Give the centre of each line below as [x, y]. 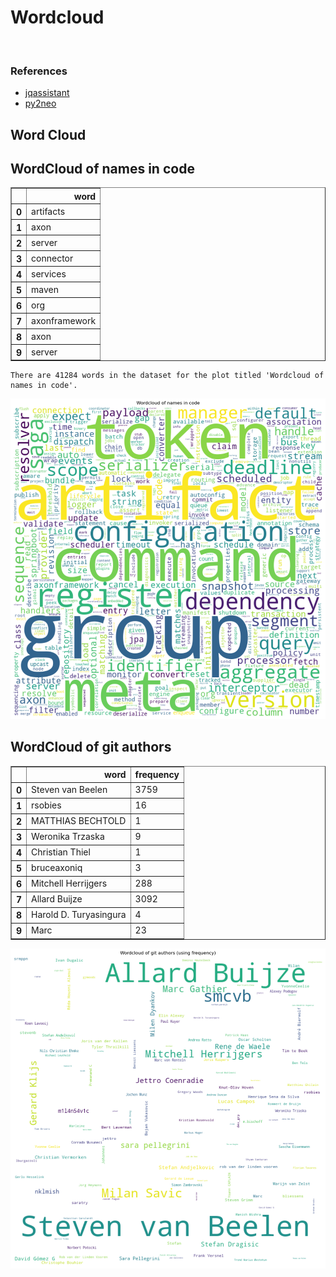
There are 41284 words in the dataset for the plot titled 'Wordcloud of [167, 376]
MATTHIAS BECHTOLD [79, 821]
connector [52, 258]
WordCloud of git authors [91, 747]
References [39, 71]
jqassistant [47, 93]
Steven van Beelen [69, 790]
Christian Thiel [61, 852]
